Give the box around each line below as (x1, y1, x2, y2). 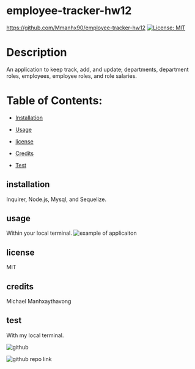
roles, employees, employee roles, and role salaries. (6, 72, 138, 80)
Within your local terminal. (6, 229, 72, 237)
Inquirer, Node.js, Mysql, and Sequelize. (6, 196, 107, 203)
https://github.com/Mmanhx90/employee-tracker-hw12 (6, 24, 145, 31)
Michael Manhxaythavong (6, 298, 72, 305)
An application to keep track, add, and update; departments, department (6, 66, 189, 73)
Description (6, 45, 67, 59)
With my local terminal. (6, 332, 64, 339)
